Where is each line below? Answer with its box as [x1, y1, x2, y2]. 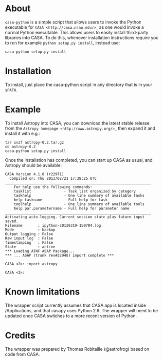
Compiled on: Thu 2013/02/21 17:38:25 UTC [9, 176, 97, 181]
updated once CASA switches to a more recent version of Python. [5, 313, 137, 319]
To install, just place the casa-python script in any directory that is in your [5, 82, 152, 87]
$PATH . [5, 86, 18, 93]
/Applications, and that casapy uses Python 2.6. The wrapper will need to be [5, 307, 158, 313]
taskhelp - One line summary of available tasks [14, 193, 145, 198]
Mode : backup [5, 227, 55, 232]
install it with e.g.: [5, 130, 40, 136]
